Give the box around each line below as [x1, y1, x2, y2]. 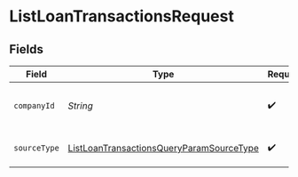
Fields [9, 42, 44, 57]
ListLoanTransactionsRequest [9, 6, 235, 27]
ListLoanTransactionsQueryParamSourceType [67, 142, 259, 154]
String [67, 100, 93, 112]
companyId [13, 101, 55, 110]
